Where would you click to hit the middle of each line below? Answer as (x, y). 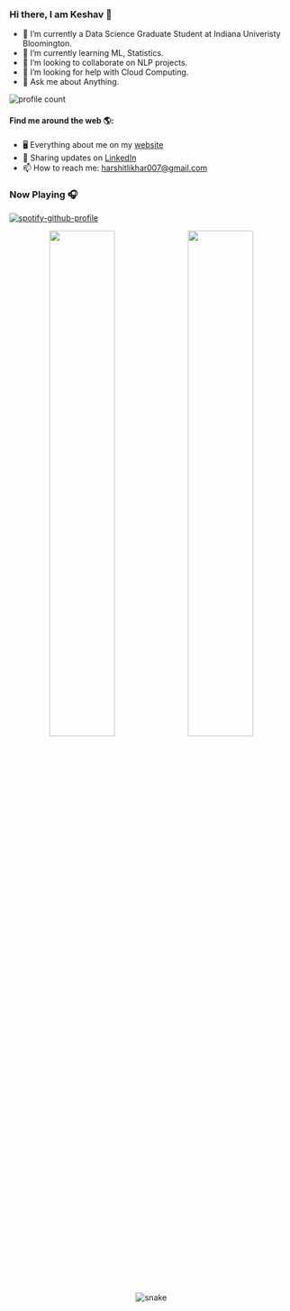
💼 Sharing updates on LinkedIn (79, 158)
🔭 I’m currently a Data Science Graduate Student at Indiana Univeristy (151, 34)
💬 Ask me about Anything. (71, 82)
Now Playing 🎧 (44, 195)
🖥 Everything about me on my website (93, 144)
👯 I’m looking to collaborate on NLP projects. (105, 63)
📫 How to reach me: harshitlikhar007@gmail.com (115, 168)
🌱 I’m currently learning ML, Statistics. (93, 53)
